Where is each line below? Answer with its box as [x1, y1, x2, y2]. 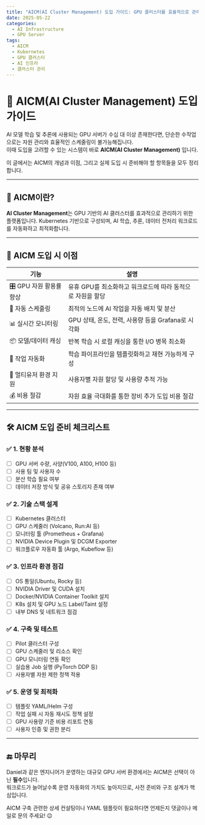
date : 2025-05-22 [6, 15, 51, 21]
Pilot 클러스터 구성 [15, 640, 59, 648]
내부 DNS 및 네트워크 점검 [15, 608, 77, 616]
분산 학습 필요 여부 [15, 475, 60, 482]
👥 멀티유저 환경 [9, 370, 51, 379]
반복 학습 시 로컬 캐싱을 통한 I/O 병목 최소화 [68, 337, 186, 346]
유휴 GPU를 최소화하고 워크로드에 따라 [68, 283, 173, 291]
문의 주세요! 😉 [17, 812, 53, 819]
